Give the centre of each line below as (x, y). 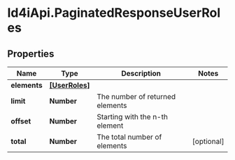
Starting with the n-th (132, 117)
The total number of (129, 137)
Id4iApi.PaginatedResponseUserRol (114, 13)
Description (141, 73)
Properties (31, 54)
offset (21, 121)
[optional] (208, 141)
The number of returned (136, 96)
